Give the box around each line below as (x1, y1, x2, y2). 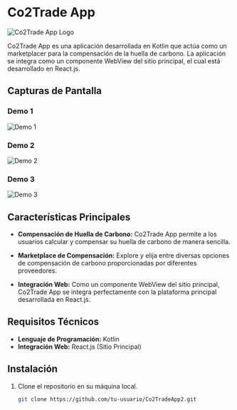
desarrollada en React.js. (17, 295, 91, 304)
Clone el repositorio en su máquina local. (17, 382, 138, 390)
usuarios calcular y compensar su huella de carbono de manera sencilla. (17, 238, 231, 246)
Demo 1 (7, 106, 33, 116)
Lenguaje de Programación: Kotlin (17, 335, 120, 343)
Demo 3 (7, 174, 35, 184)
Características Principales (7, 211, 131, 223)
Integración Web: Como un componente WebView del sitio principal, (17, 280, 220, 289)
